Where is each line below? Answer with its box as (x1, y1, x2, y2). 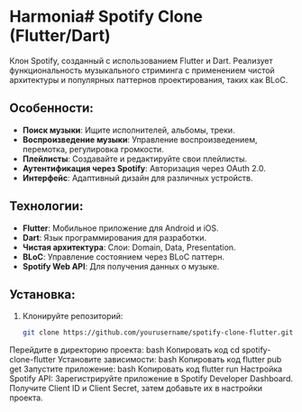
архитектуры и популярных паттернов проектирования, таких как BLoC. (9, 74, 288, 85)
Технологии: (9, 198, 84, 214)
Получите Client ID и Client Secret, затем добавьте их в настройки (9, 383, 263, 394)
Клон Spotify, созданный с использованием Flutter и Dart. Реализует (9, 55, 273, 66)
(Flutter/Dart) (9, 25, 111, 46)
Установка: (9, 287, 76, 302)
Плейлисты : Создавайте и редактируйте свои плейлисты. (22, 153, 248, 164)
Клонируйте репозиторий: (22, 311, 124, 322)
